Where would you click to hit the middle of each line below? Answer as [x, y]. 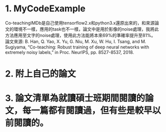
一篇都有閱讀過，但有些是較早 [92, 110]
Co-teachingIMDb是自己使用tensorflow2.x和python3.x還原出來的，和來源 [80, 23]
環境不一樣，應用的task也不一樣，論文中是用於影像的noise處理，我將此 [86, 29]
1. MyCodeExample [45, 9]
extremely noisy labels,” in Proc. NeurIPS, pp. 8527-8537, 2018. [70, 52]
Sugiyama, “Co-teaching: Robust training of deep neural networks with [77, 47]
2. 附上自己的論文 [41, 74]
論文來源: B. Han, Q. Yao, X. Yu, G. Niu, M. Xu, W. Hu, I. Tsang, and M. [76, 41]
